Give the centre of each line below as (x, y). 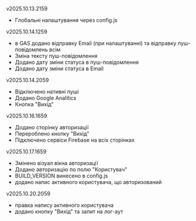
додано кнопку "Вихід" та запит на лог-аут (69, 211)
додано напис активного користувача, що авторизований (88, 182)
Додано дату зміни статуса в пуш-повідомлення (77, 62)
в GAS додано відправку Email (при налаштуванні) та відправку (96, 43)
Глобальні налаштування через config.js (66, 20)
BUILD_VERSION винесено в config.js (61, 176)
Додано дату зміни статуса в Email (59, 69)
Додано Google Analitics (45, 98)
